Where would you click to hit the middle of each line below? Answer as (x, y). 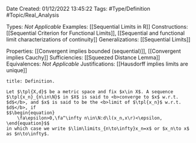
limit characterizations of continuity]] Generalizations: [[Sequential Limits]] (98, 39)
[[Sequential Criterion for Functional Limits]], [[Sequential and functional (96, 33)
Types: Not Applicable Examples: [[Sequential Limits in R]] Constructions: (97, 27)
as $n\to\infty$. (28, 134)
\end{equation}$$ (28, 123)
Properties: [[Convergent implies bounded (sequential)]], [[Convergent (94, 51)
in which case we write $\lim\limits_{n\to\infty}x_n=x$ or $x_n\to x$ (98, 129)
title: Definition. (31, 81)
